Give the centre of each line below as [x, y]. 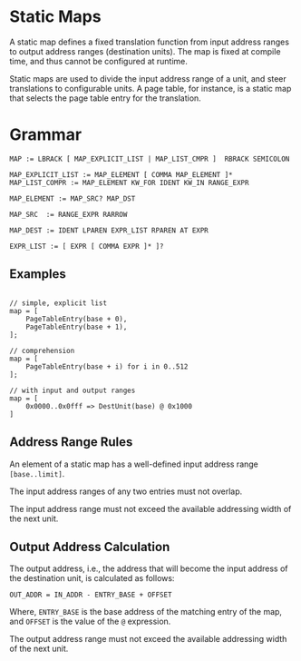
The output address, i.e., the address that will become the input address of [149, 568]
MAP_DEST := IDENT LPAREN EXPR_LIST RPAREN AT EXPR [109, 230]
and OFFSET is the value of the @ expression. [90, 622]
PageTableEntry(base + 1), [77, 327]
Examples [38, 274]
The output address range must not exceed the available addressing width [148, 639]
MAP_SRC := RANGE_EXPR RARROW [68, 214]
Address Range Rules [71, 442]
